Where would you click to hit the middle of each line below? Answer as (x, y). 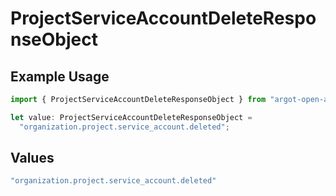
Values (32, 158)
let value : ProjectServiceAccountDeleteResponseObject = (131, 117)
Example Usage (60, 76)
